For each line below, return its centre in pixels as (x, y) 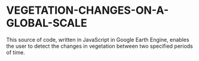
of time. (16, 52)
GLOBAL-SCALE (47, 23)
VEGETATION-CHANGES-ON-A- (88, 10)
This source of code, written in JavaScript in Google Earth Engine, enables (98, 39)
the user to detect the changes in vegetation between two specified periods (99, 46)
